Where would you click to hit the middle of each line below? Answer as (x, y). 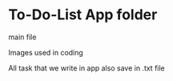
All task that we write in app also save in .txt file (87, 68)
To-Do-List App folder (83, 15)
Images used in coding (46, 52)
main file (22, 37)
